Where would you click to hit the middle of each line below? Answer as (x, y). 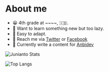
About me (26, 9)
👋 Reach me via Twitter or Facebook (50, 39)
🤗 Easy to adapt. (29, 34)
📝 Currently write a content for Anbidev (53, 44)
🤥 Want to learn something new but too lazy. (58, 28)
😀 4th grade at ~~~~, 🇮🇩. (40, 23)
